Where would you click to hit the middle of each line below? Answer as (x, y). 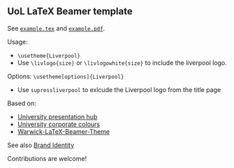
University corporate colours (58, 124)
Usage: (17, 42)
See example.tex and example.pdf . (56, 28)
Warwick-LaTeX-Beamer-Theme (64, 131)
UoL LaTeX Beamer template (70, 12)
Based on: (22, 103)
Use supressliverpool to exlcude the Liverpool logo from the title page (119, 89)
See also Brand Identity (41, 145)
